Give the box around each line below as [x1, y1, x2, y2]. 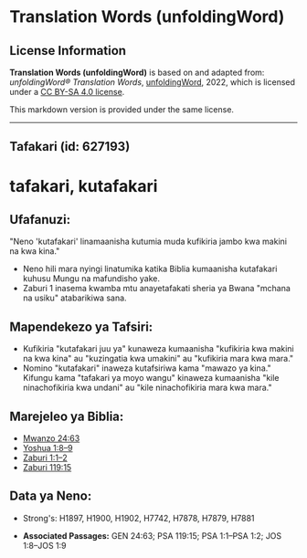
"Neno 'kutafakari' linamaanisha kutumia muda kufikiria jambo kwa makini [9, 236, 288, 247]
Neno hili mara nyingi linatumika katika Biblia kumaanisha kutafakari [22, 263, 278, 275]
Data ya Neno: [9, 489, 92, 504]
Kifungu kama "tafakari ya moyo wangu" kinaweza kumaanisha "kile [22, 373, 281, 384]
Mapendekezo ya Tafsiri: [9, 319, 153, 334]
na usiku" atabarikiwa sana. [22, 292, 127, 303]
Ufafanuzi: [9, 212, 71, 227]
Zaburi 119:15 [22, 462, 72, 473]
